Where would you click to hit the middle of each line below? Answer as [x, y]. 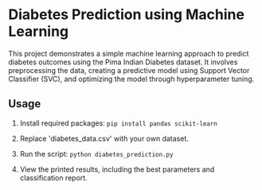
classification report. [53, 177]
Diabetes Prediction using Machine [127, 15]
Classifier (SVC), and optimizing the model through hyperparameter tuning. [131, 79]
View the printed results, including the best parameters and [117, 169]
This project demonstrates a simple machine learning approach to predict [129, 53]
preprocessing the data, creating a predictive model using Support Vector [129, 70]
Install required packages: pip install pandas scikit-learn [118, 123]
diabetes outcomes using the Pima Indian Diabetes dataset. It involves [123, 62]
